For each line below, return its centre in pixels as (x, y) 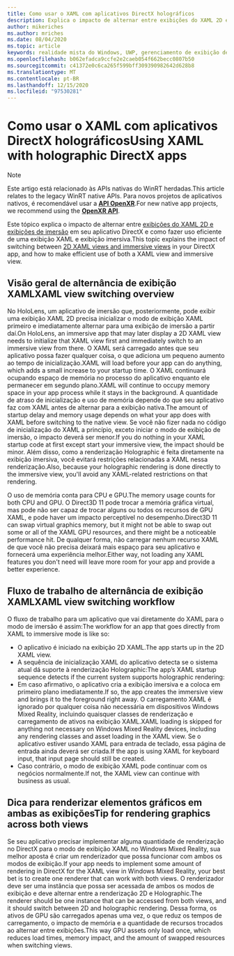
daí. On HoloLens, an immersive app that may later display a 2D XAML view (114, 333)
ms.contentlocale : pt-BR (43, 79)
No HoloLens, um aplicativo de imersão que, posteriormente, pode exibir (111, 311)
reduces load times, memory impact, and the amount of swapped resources (116, 938)
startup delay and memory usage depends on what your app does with (109, 414)
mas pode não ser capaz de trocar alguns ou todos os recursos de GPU (110, 509)
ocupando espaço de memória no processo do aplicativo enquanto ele (109, 378)
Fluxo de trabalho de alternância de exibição (106, 591)
